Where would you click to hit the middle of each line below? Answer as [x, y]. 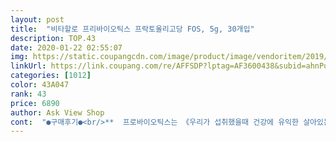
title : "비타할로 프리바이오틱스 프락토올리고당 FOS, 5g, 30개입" [132, 29]
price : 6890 [35, 103]
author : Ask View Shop [57, 112]
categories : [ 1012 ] [51, 76]
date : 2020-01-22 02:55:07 [66, 47]
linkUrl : [28, 66]
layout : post [37, 19]
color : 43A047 [40, 85]
